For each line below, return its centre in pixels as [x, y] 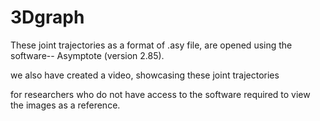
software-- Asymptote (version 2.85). [87, 55]
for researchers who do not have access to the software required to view [160, 94]
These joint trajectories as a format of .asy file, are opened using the [151, 45]
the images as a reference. [65, 105]
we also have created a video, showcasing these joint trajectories [145, 75]
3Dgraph [47, 17]
